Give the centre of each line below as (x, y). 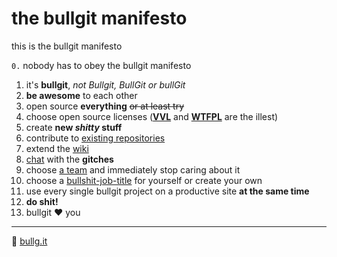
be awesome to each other (81, 95)
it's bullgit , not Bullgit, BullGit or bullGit (105, 84)
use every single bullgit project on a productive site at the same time (167, 191)
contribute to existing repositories (95, 138)
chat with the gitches (69, 159)
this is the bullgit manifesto (67, 46)
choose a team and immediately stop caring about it (133, 169)
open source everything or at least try (105, 106)
